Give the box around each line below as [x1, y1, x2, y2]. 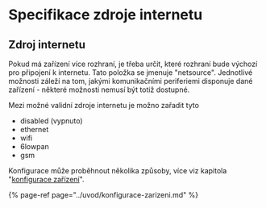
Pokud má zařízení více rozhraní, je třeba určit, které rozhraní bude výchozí [8, 59, 258, 69]
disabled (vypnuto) [19, 116, 83, 126]
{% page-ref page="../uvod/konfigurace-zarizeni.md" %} [8, 190, 199, 199]
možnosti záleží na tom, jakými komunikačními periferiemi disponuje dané [8, 77, 253, 85]
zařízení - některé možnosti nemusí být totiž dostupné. [8, 85, 190, 94]
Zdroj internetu [8, 38, 86, 52]
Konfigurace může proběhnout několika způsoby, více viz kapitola [8, 166, 227, 175]
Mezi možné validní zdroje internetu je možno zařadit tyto [8, 101, 200, 110]
